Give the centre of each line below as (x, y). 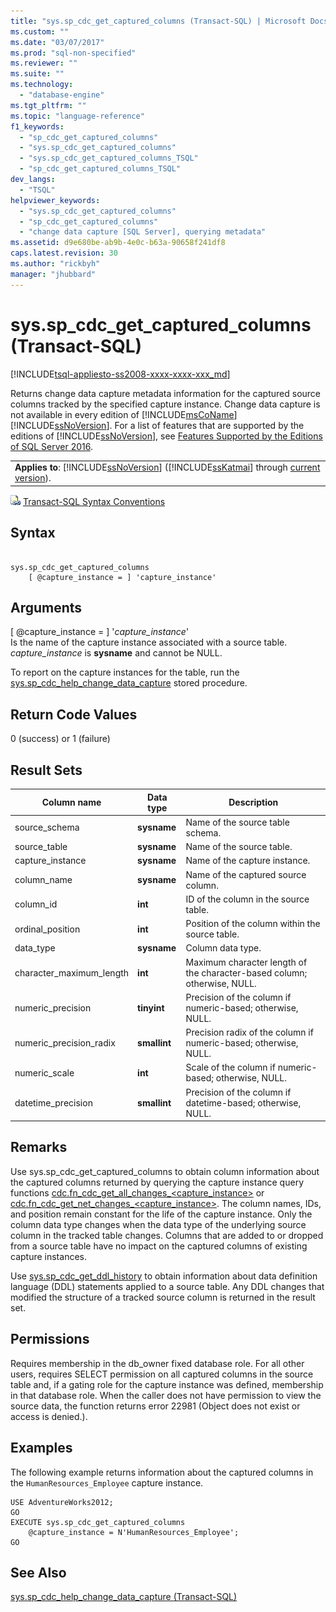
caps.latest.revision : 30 (64, 253)
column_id (36, 904)
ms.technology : (42, 85)
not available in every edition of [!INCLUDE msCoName (122, 414)
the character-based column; (246, 972)
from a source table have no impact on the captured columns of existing (159, 1246)
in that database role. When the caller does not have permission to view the (166, 1395)
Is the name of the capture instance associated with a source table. (149, 642)
